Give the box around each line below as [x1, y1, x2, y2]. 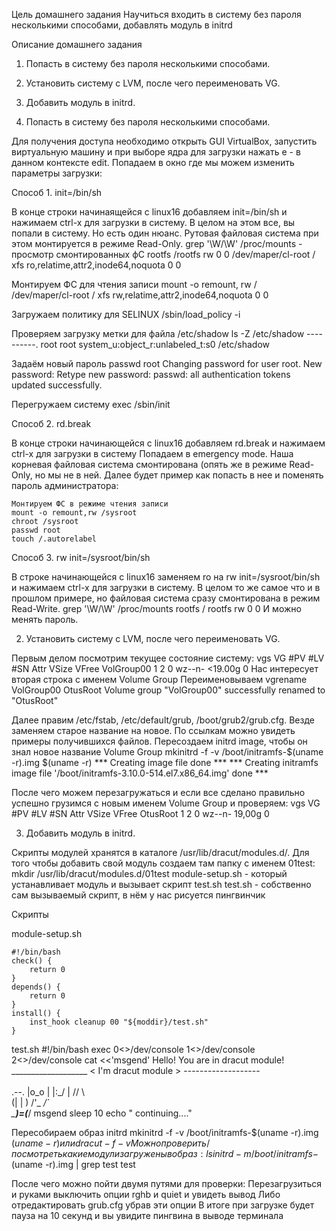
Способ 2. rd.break [11, 418, 92, 429]
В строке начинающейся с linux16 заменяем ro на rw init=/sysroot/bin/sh [11, 571, 321, 583]
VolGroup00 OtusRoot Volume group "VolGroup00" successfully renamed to [11, 684, 326, 696]
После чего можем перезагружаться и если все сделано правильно [11, 787, 306, 798]
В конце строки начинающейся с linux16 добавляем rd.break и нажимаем [11, 437, 326, 449]
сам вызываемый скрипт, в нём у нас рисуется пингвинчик [11, 889, 266, 901]
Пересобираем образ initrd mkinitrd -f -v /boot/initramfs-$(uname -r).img [11, 1127, 319, 1138]
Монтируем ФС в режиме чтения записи [11, 499, 169, 509]
